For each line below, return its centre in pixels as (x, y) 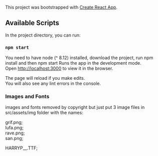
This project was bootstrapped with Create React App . (61, 7)
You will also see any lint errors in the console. (53, 84)
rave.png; (15, 133)
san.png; (14, 138)
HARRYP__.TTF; (22, 148)
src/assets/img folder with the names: (44, 113)
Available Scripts (32, 23)
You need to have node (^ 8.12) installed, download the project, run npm (79, 58)
